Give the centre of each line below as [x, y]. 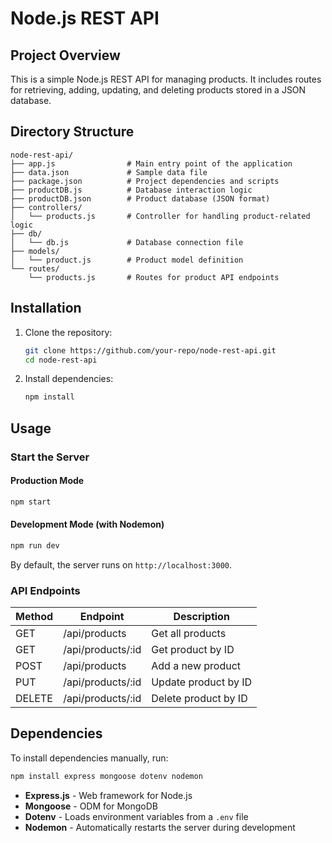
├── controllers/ [46, 207]
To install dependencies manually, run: [89, 758]
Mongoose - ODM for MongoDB [91, 806]
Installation [46, 308]
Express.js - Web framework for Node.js [108, 795]
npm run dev [35, 545]
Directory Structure [72, 132]
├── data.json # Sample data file [109, 172]
